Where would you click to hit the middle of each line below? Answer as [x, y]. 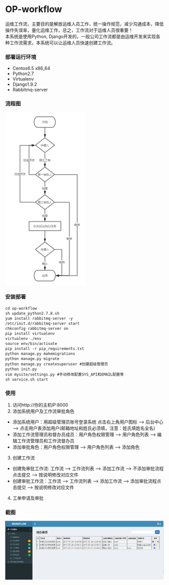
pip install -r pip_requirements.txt [45, 348]
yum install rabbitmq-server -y [39, 318]
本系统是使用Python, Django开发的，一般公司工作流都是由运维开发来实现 [81, 36]
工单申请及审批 [28, 498]
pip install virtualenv [30, 333]
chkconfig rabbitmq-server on [37, 328]
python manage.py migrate [32, 358]
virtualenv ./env [23, 338]
